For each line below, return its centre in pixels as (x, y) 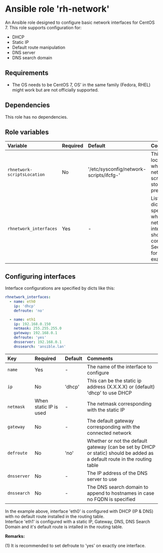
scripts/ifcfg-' (104, 175)
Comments (100, 358)
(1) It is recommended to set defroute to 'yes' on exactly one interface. (75, 545)
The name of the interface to (120, 367)
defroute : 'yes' (30, 338)
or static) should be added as (120, 453)
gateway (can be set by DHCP (121, 447)
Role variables (27, 132)
